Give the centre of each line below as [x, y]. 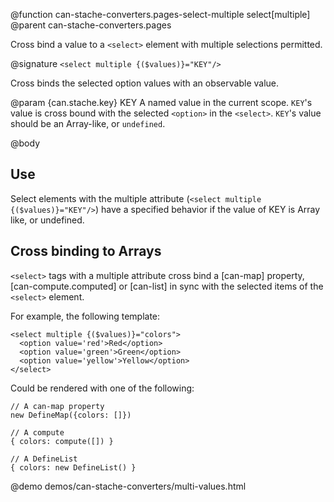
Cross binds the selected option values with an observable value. [145, 83]
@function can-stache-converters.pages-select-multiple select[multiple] [160, 14]
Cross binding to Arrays [86, 251]
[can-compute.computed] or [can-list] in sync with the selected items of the [167, 286]
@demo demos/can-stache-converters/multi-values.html [128, 486]
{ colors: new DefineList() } [73, 467]
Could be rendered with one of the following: [102, 388]
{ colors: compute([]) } [62, 441]
